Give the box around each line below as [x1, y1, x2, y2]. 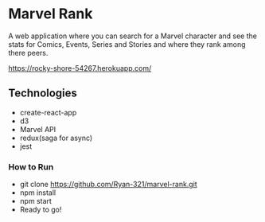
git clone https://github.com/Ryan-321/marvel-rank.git [19, 180, 197, 189]
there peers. [8, 48, 49, 57]
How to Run [8, 161, 54, 172]
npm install [19, 188, 57, 197]
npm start [19, 197, 52, 206]
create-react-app [19, 107, 77, 117]
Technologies [8, 87, 78, 100]
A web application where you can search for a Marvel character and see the [8, 31, 257, 41]
